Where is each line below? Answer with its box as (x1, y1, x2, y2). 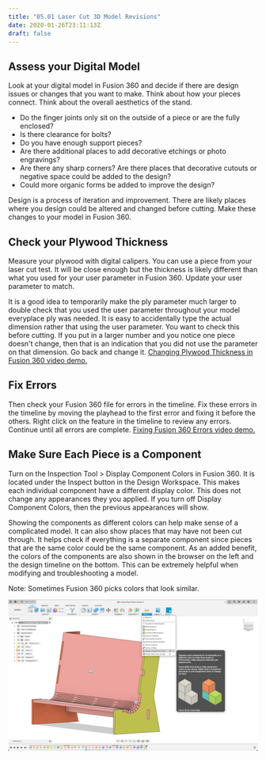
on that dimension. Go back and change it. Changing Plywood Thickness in (8, 347, 253, 356)
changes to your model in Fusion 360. (8, 212, 132, 222)
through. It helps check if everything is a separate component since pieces (8, 534, 253, 544)
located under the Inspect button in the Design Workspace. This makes (8, 477, 240, 487)
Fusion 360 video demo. (8, 356, 88, 365)
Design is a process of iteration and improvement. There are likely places (8, 195, 247, 205)
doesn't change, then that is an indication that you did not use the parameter (8, 339, 258, 348)
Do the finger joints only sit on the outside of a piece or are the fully (19, 113, 240, 123)
